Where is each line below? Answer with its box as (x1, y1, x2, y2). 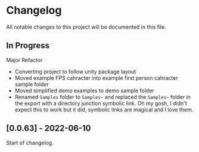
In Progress (6, 41, 49, 51)
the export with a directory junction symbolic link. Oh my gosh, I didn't (14, 100, 188, 107)
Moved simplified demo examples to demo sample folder (14, 87, 155, 94)
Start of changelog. (6, 139, 54, 146)
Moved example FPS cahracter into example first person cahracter (14, 74, 178, 81)
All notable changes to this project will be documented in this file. (6, 23, 167, 30)
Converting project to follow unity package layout (14, 68, 136, 75)
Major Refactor (6, 56, 43, 63)
